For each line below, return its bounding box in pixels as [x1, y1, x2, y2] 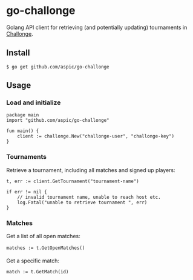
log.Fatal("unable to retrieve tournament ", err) [17, 199, 148, 205]
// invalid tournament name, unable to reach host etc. [17, 194, 162, 200]
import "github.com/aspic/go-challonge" [6, 118, 110, 124]
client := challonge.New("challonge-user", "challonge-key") [17, 133, 174, 139]
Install [6, 48, 30, 58]
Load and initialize [6, 98, 61, 107]
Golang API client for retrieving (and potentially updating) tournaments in [6, 24, 188, 31]
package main [6, 112, 39, 118]
